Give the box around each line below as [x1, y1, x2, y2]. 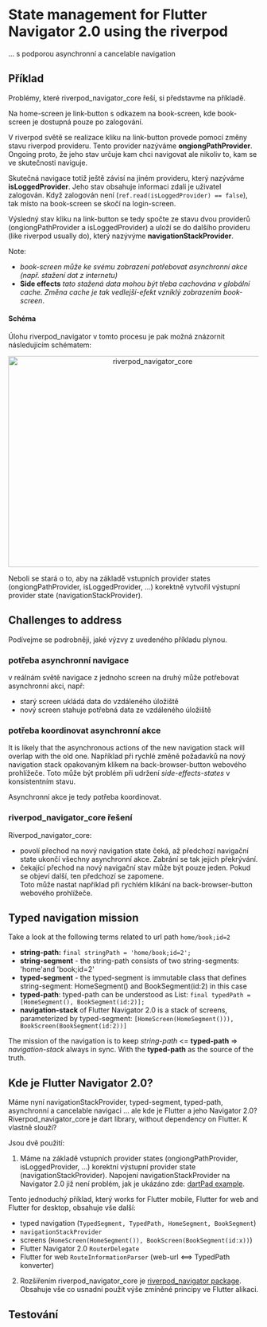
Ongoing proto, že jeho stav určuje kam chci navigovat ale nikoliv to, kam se [8, 149, 257, 159]
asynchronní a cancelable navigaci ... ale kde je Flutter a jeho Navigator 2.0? [8, 1106, 257, 1116]
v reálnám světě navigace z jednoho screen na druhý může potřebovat [8, 673, 240, 683]
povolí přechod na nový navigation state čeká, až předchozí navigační [19, 846, 249, 855]
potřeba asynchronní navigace [8, 655, 130, 666]
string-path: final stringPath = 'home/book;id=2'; [19, 948, 192, 957]
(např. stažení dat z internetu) [19, 270, 118, 280]
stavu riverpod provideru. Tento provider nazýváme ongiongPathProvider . [8, 141, 253, 151]
